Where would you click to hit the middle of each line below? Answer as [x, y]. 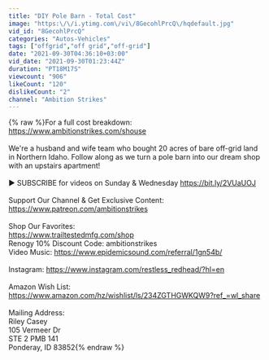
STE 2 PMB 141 [33, 339]
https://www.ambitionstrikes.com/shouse [77, 131]
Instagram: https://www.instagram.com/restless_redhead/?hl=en [117, 270]
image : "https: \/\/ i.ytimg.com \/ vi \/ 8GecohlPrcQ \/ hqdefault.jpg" [121, 24]
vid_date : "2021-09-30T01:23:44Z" [67, 62]
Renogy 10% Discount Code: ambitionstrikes [83, 244]
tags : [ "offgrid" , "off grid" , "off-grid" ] [80, 46]
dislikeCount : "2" [39, 92]
